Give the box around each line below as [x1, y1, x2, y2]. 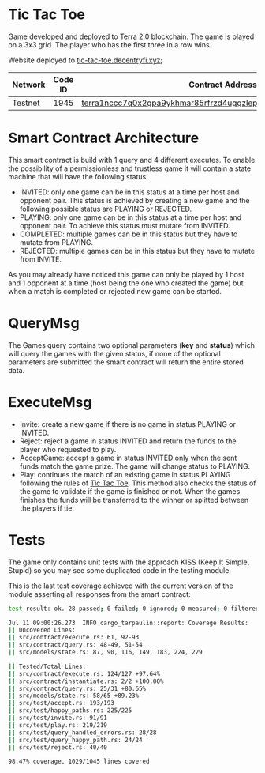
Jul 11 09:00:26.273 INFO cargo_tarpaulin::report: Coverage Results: [8, 619, 248, 627]
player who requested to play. [19, 444, 117, 454]
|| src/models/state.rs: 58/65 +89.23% [8, 692, 140, 700]
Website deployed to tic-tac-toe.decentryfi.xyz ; [8, 55, 163, 65]
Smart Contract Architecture [8, 129, 200, 147]
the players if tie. [19, 503, 75, 513]
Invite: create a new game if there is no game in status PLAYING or [19, 419, 237, 428]
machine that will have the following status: [8, 172, 148, 181]
